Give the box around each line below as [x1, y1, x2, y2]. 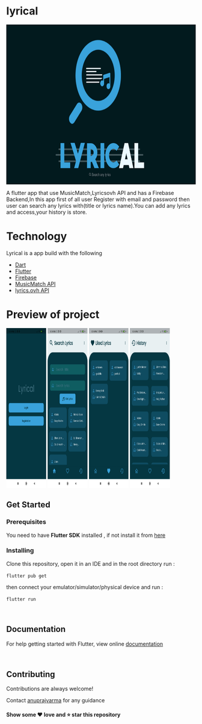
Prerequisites [6, 518, 46, 526]
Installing [6, 546, 34, 555]
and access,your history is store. [6, 208, 87, 215]
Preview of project [6, 308, 100, 321]
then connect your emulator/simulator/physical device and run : [6, 583, 164, 590]
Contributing [6, 669, 55, 679]
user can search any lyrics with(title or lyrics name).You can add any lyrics [6, 202, 191, 209]
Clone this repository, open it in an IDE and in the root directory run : [6, 560, 176, 567]
